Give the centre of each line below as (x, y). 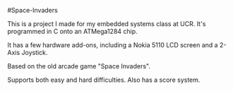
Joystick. (35, 53)
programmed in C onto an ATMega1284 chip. (72, 31)
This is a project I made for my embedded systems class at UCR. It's (107, 24)
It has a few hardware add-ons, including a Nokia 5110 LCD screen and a (113, 45)
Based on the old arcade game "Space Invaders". (79, 66)
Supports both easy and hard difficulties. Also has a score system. (104, 80)
